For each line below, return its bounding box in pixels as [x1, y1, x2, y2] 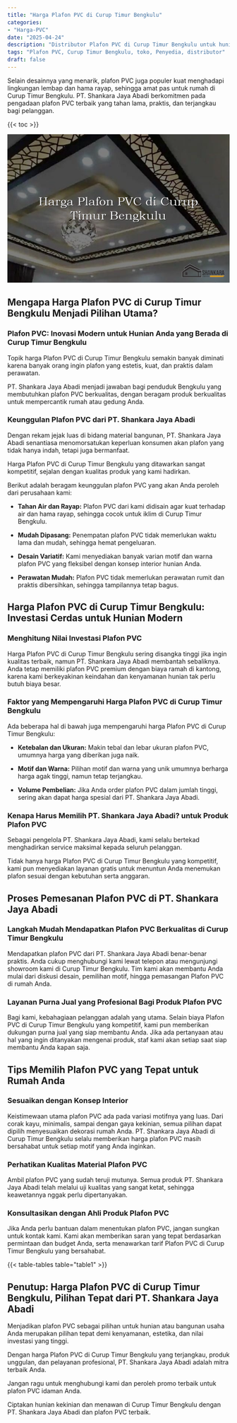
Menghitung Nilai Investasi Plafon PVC [7, 633, 142, 643]
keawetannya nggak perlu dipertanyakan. [7, 1191, 128, 1199]
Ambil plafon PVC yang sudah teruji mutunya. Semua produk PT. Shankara [7, 1176, 224, 1184]
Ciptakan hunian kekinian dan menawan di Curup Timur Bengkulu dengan [7, 1400, 221, 1409]
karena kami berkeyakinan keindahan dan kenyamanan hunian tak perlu [7, 672, 216, 680]
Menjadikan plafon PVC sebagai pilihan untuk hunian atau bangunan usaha [7, 1322, 225, 1330]
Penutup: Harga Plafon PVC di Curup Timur [7, 1281, 200, 1293]
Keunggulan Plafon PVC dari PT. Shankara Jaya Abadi [7, 415, 195, 425]
